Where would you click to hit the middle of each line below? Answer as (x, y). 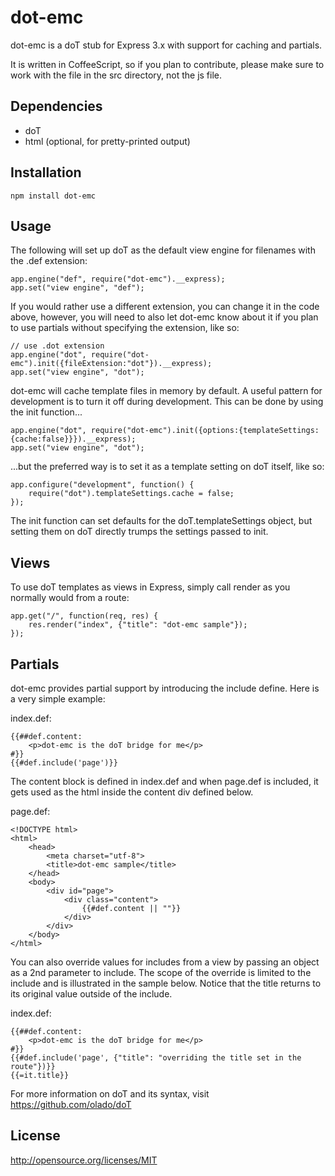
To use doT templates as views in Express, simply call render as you (150, 587)
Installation (46, 172)
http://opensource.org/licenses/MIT (84, 1160)
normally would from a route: (70, 598)
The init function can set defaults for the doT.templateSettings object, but (161, 521)
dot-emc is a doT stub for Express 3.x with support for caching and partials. (166, 45)
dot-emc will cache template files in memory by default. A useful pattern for (166, 391)
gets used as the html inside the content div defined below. (132, 792)
